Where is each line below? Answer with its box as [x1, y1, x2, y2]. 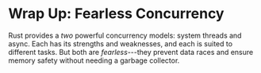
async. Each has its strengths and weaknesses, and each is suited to [8, 38, 232, 48]
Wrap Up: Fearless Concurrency [8, 5, 225, 23]
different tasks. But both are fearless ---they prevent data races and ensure [8, 47, 254, 57]
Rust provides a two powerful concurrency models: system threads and [8, 31, 242, 40]
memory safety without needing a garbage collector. [8, 56, 180, 65]
